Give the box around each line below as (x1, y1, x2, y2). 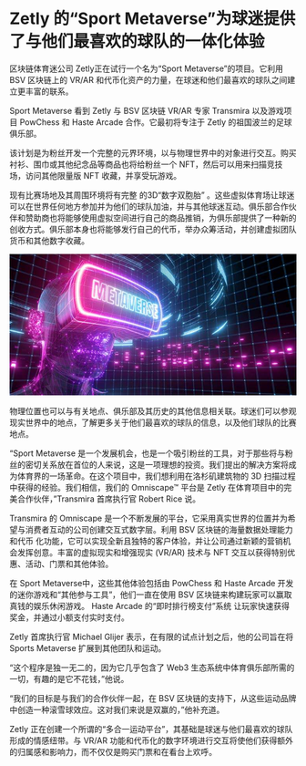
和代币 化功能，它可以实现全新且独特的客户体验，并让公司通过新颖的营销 (9, 535, 283, 547)
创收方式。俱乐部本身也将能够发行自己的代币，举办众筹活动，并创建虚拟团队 (9, 223, 297, 234)
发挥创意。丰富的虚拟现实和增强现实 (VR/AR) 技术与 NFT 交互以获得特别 (16, 547, 288, 558)
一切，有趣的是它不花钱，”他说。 (9, 674, 129, 685)
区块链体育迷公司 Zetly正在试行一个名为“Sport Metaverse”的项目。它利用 (9, 63, 284, 74)
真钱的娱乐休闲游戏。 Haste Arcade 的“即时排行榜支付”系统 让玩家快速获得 (9, 601, 290, 612)
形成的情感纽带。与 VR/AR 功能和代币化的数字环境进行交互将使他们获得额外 (9, 735, 293, 746)
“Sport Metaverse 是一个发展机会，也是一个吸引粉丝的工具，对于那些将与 (9, 448, 285, 459)
